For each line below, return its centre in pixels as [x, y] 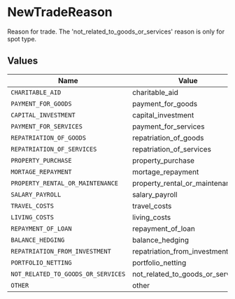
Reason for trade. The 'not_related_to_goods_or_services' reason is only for [116, 31]
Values [23, 61]
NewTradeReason [60, 12]
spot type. [22, 38]
